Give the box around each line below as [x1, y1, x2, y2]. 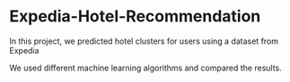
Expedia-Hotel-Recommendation [9, 6, 261, 27]
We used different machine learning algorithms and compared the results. [9, 62, 283, 73]
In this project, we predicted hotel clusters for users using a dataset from [9, 36, 279, 46]
